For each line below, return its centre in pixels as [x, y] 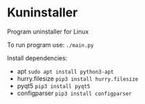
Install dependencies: [37, 58]
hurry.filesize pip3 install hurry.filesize [78, 78]
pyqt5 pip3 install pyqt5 [53, 86]
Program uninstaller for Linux [48, 31]
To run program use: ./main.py [51, 44]
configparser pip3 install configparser [74, 93]
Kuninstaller [42, 13]
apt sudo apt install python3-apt [65, 71]
